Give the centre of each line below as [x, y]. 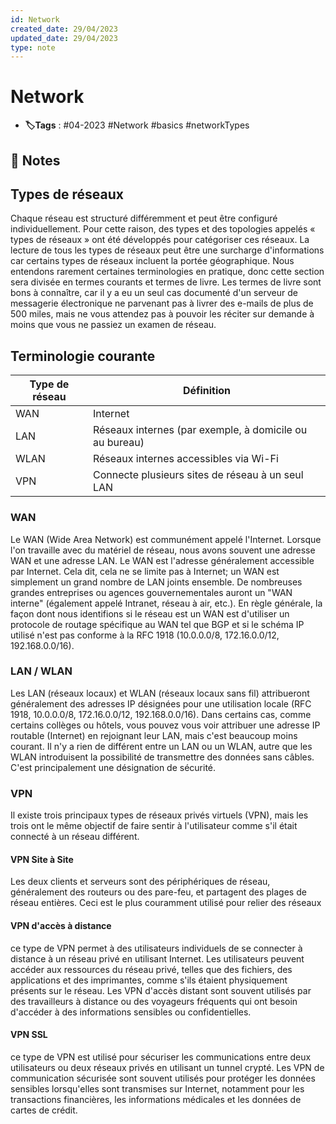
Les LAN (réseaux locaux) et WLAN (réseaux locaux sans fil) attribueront [160, 693]
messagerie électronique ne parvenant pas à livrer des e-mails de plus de [162, 303]
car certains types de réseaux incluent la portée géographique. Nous [152, 261]
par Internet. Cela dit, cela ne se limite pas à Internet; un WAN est [145, 571]
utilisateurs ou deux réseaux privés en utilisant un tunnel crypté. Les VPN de [167, 1067]
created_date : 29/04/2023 [64, 29]
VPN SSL [29, 1035]
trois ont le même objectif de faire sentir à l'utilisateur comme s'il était [154, 826]
